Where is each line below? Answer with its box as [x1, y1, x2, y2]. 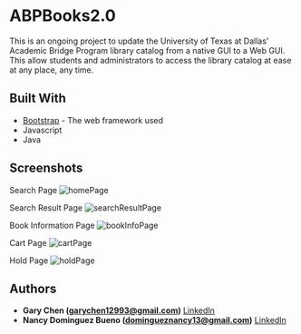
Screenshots [9, 161, 83, 176]
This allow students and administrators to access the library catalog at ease [9, 54, 292, 65]
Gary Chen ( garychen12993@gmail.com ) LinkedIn [22, 305, 216, 316]
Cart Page [9, 237, 47, 248]
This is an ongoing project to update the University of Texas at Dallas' [9, 35, 269, 46]
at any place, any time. [9, 64, 94, 75]
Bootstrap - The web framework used [22, 114, 164, 125]
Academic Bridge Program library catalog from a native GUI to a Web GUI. [9, 44, 286, 55]
